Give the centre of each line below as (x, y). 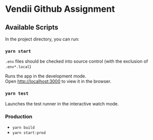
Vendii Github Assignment (60, 9)
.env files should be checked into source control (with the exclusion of (76, 61)
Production (19, 116)
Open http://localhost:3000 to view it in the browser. (58, 81)
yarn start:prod (29, 133)
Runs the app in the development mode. (46, 76)
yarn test (17, 94)
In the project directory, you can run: (42, 39)
